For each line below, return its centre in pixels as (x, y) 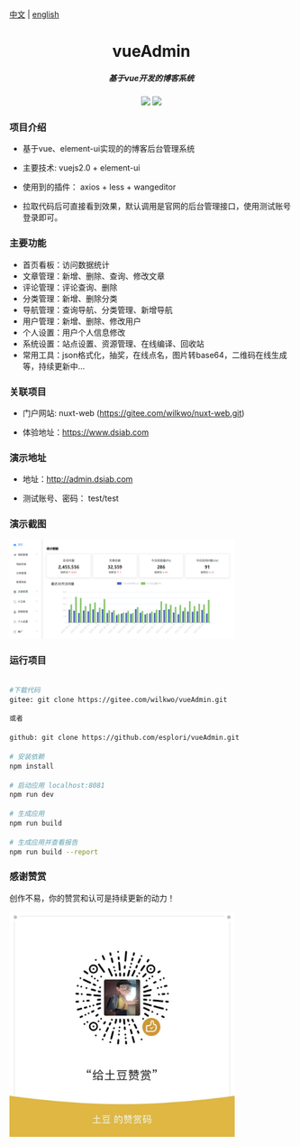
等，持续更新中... (54, 366)
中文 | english (34, 14)
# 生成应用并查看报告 (44, 842)
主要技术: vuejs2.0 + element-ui (81, 168)
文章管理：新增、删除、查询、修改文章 (93, 276)
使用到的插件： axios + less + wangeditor (99, 187)
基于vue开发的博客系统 (151, 78)
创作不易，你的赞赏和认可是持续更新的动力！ (92, 898)
